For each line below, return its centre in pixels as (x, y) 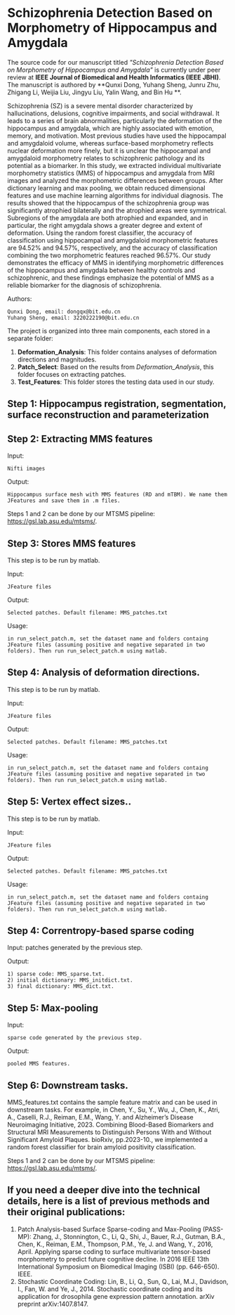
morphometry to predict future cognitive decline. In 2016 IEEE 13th (113, 1259)
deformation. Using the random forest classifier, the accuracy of (100, 233)
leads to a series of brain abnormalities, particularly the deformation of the (115, 120)
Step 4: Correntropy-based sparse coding (101, 931)
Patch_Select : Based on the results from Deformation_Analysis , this (115, 366)
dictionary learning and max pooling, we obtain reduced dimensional (106, 188)
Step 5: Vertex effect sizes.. (69, 802)
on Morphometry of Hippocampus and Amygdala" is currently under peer (114, 70)
